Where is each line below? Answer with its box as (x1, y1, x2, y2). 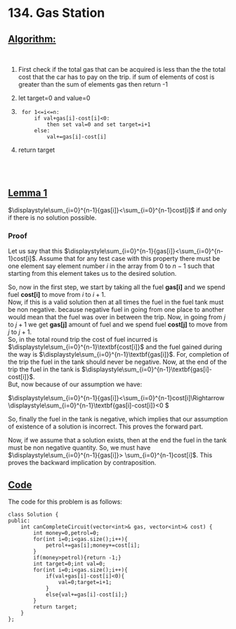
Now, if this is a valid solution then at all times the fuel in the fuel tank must (8, 298, 224, 307)
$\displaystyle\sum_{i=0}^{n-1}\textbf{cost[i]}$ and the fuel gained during (8, 343, 223, 351)
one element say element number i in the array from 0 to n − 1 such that (8, 262, 215, 270)
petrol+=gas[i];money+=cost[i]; (45, 542, 140, 549)
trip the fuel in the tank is (8, 365, 80, 374)
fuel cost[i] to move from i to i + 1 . (8, 291, 106, 299)
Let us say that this (8, 247, 63, 255)
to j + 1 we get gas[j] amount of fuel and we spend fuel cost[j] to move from (8, 320, 228, 329)
